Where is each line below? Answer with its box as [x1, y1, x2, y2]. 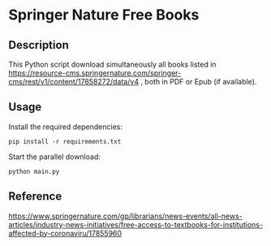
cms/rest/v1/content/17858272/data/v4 [8, 77, 140, 86]
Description [8, 38, 69, 52]
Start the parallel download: [8, 152, 101, 162]
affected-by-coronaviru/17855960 [8, 228, 123, 238]
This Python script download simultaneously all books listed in [8, 59, 217, 69]
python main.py [8, 167, 60, 175]
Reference [8, 189, 62, 204]
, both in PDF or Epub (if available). [140, 77, 257, 86]
